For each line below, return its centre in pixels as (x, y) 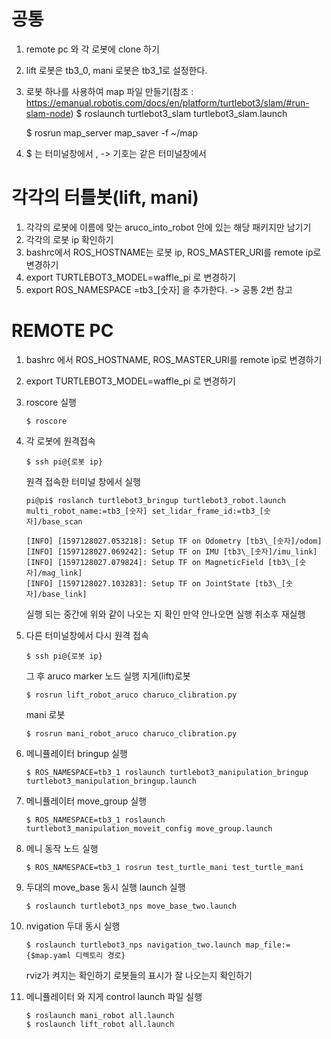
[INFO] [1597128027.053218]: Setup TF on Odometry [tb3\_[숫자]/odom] (174, 541)
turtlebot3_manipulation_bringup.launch (111, 781)
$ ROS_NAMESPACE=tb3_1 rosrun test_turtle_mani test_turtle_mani (164, 867)
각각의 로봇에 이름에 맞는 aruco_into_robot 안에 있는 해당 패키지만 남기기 (168, 227)
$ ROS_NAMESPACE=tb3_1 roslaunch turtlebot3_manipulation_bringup (167, 772)
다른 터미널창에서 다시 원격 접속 (87, 635)
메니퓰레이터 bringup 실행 (76, 753)
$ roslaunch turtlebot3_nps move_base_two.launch (131, 906)
